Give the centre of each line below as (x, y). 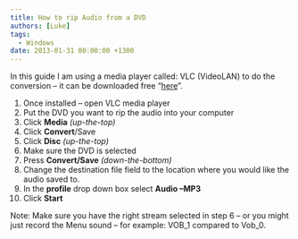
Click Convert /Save (59, 132)
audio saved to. (51, 179)
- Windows (36, 43)
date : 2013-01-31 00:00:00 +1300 (72, 51)
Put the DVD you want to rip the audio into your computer (128, 113)
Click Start (43, 199)
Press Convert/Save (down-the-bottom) (97, 160)
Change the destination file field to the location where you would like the (156, 170)
